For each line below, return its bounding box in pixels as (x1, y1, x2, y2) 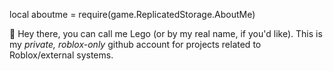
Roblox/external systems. (9, 49, 114, 61)
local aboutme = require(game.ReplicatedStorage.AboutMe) (9, 9, 256, 20)
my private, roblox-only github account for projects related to (9, 39, 262, 50)
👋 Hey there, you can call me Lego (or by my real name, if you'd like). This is (9, 28, 323, 39)
